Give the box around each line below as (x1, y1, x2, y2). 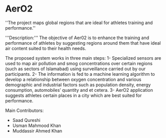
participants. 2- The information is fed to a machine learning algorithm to (5, 71, 155, 77)
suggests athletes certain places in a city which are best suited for (5, 92, 142, 98)
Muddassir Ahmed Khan (12, 127, 62, 133)
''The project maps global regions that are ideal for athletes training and (5, 20, 153, 26)
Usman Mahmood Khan (12, 122, 61, 128)
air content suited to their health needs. (5, 45, 86, 51)
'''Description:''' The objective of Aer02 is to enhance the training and (5, 35, 149, 41)
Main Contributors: (5, 107, 44, 113)
